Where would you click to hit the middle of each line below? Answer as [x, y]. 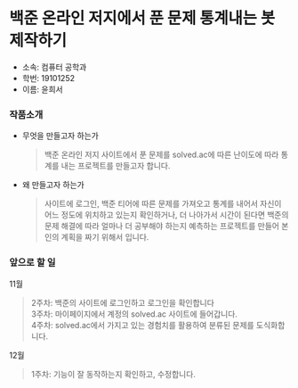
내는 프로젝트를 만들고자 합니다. [116, 166]
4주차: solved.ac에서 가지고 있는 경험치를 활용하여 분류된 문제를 [143, 325]
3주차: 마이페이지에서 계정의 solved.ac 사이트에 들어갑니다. [134, 314]
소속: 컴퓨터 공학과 [54, 67]
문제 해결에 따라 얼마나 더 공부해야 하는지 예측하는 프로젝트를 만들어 [162, 226]
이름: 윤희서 [43, 89]
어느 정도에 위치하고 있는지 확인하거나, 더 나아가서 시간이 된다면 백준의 [166, 215]
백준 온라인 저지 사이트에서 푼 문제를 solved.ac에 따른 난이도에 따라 [161, 155]
